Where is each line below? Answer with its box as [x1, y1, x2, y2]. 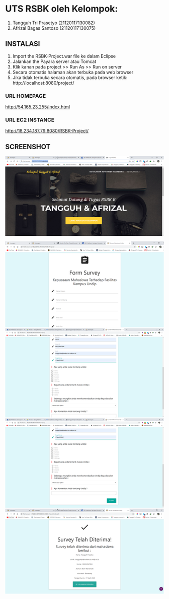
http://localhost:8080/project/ [12, 80, 74, 86]
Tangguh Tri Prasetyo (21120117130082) [12, 20, 96, 26]
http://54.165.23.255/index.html [5, 104, 70, 110]
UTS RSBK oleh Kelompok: [5, 3, 118, 15]
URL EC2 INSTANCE [5, 116, 54, 123]
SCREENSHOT [5, 142, 51, 151]
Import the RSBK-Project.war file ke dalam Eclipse [12, 53, 116, 59]
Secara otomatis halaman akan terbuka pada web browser [12, 69, 134, 75]
